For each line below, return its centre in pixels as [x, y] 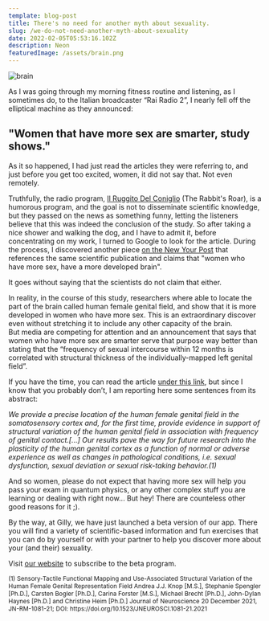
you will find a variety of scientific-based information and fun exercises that [133, 530]
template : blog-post [43, 16]
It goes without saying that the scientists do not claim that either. [115, 282]
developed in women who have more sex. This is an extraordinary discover [132, 315]
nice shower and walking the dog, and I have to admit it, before [112, 232]
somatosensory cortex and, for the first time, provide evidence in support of [134, 423]
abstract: [23, 398]
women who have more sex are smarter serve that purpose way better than [133, 340]
